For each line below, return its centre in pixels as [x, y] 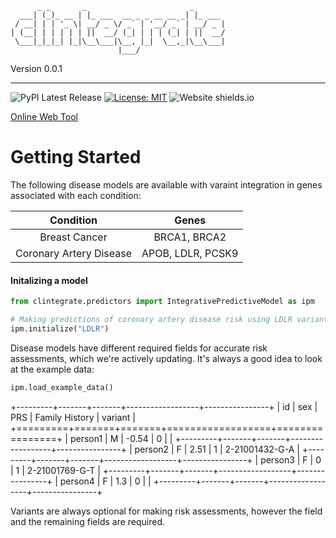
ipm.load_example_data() [62, 387]
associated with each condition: [76, 195]
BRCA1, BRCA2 [190, 237]
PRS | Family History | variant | [73, 417]
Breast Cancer [73, 237]
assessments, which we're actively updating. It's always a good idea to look [166, 358]
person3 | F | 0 [291, 459]
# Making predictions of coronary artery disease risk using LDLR [151, 320]
